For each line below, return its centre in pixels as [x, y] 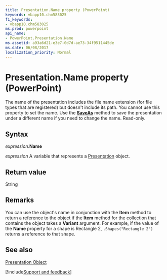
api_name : [16, 33]
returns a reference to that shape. [40, 234]
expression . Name [24, 146]
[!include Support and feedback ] [38, 272]
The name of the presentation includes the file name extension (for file [79, 102]
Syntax [17, 134]
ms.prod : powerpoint [27, 29]
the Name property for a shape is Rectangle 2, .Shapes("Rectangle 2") [79, 228]
